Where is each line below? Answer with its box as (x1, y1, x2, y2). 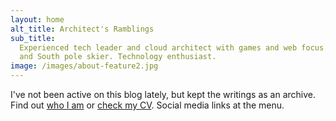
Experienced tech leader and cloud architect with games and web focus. (19, 42, 329, 53)
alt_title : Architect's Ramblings (10, 24, 155, 34)
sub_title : (10, 33, 56, 43)
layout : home (10, 14, 65, 25)
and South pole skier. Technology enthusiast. (19, 52, 217, 62)
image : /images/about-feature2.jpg (10, 61, 159, 71)
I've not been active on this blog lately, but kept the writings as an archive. (10, 89, 317, 100)
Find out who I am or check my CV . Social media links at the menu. (10, 99, 285, 111)
